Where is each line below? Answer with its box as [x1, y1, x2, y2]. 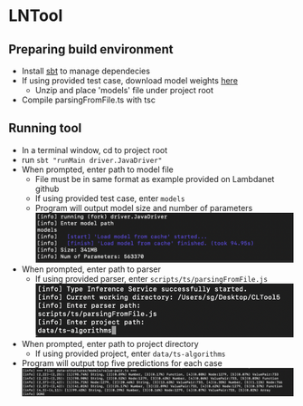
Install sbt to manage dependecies [21, 65, 151, 76]
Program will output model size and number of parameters [34, 202, 253, 213]
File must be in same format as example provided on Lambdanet [34, 173, 275, 184]
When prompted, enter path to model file [21, 164, 174, 175]
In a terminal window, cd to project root [21, 144, 168, 155]
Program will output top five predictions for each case [21, 357, 223, 368]
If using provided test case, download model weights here [21, 75, 239, 86]
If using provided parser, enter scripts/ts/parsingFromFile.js [34, 274, 269, 285]
